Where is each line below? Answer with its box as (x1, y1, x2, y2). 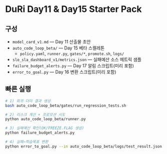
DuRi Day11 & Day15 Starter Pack (5, 3, 142, 15)
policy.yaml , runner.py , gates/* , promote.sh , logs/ (19, 51, 124, 56)
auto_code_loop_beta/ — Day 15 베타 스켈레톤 (12, 45, 105, 51)
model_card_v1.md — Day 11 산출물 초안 (12, 39, 91, 44)
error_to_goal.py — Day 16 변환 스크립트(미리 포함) (12, 69, 116, 75)
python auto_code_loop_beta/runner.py (5, 117, 86, 122)
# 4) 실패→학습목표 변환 (5, 140, 48, 145)
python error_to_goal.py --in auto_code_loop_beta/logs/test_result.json (5, 144, 162, 149)
